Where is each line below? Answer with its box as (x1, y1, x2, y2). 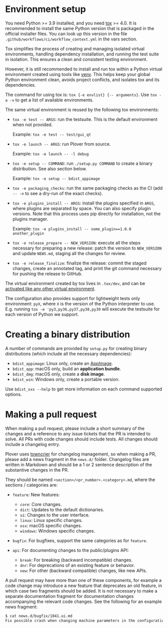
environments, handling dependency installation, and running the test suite (5, 51, 159, 57)
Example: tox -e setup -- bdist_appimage (12, 175, 100, 181)
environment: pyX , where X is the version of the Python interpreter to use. (5, 300, 155, 306)
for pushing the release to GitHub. (12, 270, 82, 276)
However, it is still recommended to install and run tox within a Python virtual (5, 66, 162, 72)
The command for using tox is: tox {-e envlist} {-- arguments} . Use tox (5, 91, 157, 97)
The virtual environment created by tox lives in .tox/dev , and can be (5, 280, 145, 286)
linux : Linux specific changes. (19, 517, 83, 523)
